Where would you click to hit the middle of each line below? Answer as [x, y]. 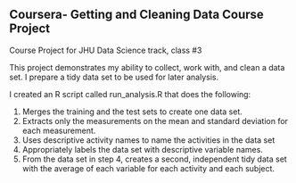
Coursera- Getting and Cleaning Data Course [137, 15]
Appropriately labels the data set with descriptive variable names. [142, 149]
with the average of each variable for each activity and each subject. [148, 168]
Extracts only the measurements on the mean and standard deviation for [155, 121]
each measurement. [59, 130]
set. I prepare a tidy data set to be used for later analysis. [114, 77]
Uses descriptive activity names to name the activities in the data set [148, 140]
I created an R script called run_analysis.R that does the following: [130, 94]
